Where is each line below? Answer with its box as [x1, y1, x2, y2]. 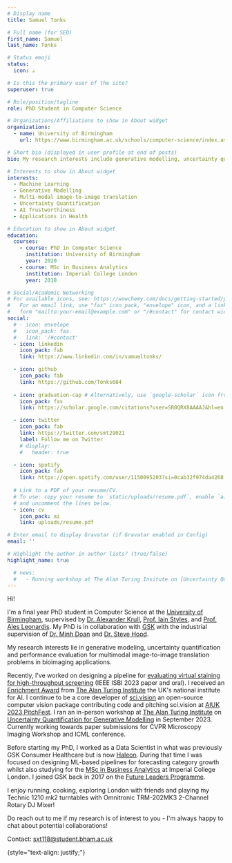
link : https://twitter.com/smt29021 [19, 429, 126, 436]
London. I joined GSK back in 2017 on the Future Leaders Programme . [7, 773, 206, 781]
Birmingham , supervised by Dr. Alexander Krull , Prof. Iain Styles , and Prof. [7, 615, 217, 623]
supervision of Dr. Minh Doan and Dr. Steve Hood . [7, 630, 149, 639]
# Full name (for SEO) [7, 29, 72, 36]
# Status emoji [7, 55, 51, 61]
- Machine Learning [13, 181, 70, 188]
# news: [13, 569, 36, 576]
